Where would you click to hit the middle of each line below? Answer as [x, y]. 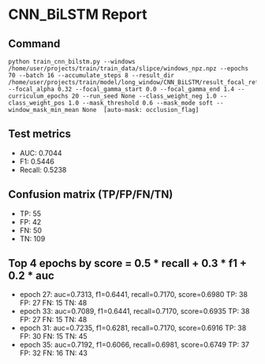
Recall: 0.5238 [43, 169]
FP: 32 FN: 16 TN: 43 [54, 353]
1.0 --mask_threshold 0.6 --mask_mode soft [141, 103]
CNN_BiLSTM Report [78, 15]
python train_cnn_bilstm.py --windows [72, 61]
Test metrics [40, 134]
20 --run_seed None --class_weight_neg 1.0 [144, 96]
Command [34, 44]
